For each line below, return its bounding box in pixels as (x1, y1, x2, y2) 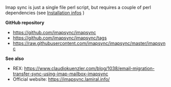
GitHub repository (5, 20, 45, 25)
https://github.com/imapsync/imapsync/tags (12, 35, 107, 41)
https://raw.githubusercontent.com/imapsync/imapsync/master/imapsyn (12, 40, 166, 46)
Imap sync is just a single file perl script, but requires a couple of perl (5, 5, 151, 10)
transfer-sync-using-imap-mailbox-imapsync (12, 71, 109, 77)
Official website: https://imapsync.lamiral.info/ (12, 76, 110, 82)
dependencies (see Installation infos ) (5, 10, 84, 16)
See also (5, 55, 24, 62)
